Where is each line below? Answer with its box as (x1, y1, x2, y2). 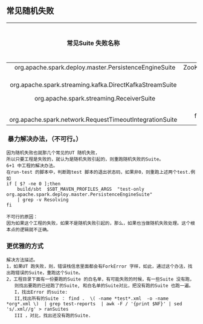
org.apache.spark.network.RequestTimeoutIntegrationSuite (9, 115, 178, 124)
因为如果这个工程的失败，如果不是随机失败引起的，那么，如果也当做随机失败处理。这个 (6, 220, 191, 226)
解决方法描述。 (6, 257, 38, 263)
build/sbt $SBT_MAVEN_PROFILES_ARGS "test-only (17, 187, 145, 193)
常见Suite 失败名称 (66, 39, 120, 47)
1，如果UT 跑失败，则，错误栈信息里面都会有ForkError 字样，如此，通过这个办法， (6, 263, 188, 269)
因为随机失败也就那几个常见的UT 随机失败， (6, 150, 100, 156)
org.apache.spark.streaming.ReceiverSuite (34, 94, 156, 102)
